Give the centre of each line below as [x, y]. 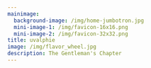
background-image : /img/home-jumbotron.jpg [79, 21]
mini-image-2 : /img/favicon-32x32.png [71, 34]
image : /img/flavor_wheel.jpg [52, 47]
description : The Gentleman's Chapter [65, 54]
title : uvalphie [31, 40]
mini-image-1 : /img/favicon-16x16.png [71, 27]
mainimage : [23, 14]
